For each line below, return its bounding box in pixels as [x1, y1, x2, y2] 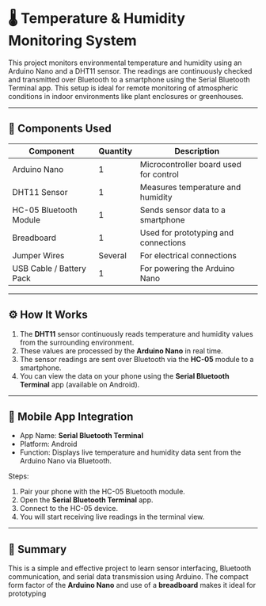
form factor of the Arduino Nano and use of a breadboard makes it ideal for [8, 581, 256, 590]
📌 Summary [8, 543, 67, 556]
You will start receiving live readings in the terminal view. [19, 512, 205, 522]
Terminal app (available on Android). [19, 379, 140, 389]
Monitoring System [8, 32, 137, 50]
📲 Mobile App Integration [8, 410, 134, 423]
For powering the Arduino [139, 262, 235, 273]
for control [139, 169, 180, 180]
